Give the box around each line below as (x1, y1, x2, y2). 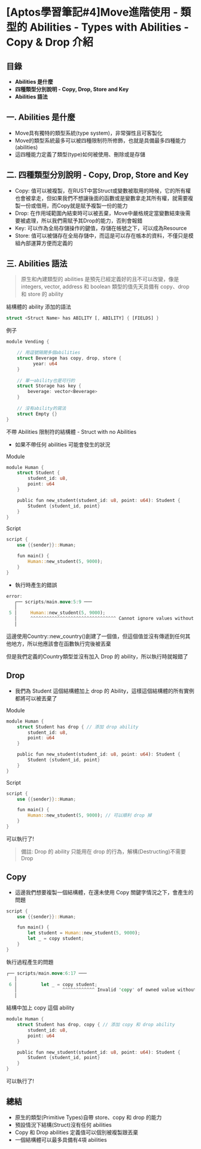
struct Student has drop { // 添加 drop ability (17, 724, 139, 730)
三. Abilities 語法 (6, 259, 68, 269)
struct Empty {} (17, 411, 58, 417)
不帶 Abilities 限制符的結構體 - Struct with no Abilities (6, 428, 136, 435)
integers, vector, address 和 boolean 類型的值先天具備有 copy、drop (20, 283, 190, 291)
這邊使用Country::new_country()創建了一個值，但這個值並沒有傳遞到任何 (6, 633, 185, 640)
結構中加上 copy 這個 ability (6, 1004, 75, 1011)
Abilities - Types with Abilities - (29, 20, 189, 34)
